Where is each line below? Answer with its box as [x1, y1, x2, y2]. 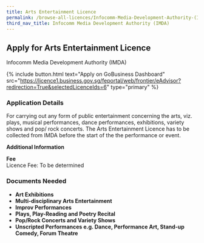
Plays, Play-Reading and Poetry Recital [15, 210, 115, 217]
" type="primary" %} [106, 83, 159, 91]
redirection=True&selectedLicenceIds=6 [6, 83, 107, 91]
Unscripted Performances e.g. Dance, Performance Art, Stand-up [15, 223, 185, 230]
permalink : [6, 15, 34, 21]
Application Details [6, 98, 64, 107]
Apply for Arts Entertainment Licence [6, 43, 151, 53]
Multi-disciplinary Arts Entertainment [15, 197, 112, 204]
